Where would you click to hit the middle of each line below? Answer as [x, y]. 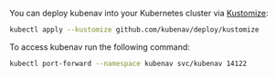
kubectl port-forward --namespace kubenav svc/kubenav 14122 [128, 63]
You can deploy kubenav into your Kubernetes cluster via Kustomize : [139, 13]
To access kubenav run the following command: [100, 47]
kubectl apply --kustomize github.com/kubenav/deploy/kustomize [134, 30]
